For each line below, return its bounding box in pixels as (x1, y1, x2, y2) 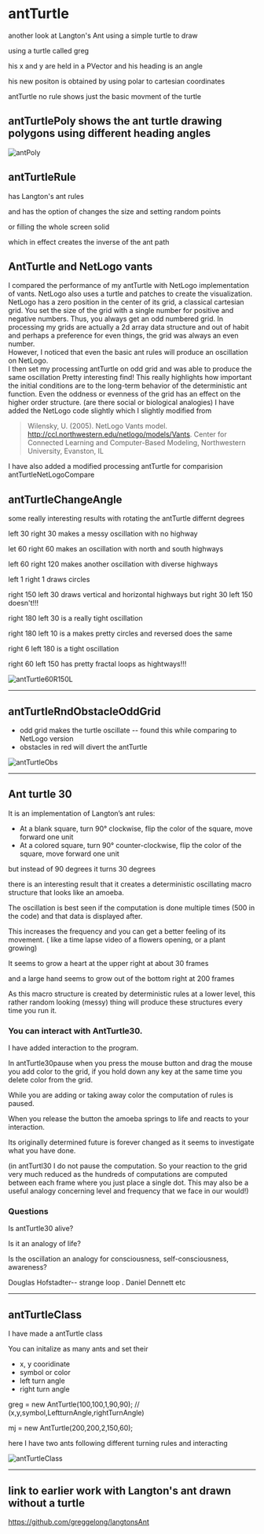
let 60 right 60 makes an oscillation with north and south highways (8, 544, 224, 554)
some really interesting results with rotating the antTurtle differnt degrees (8, 514, 245, 523)
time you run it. (8, 1005, 57, 1015)
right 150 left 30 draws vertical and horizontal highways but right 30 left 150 (8, 590, 253, 599)
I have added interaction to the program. (8, 1043, 139, 1053)
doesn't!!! (8, 599, 39, 608)
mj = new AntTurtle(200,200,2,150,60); (8, 1423, 134, 1433)
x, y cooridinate (19, 1359, 71, 1369)
